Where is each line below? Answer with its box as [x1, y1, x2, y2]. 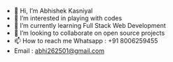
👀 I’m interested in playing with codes [13, 14, 123, 22]
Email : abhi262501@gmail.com [13, 47, 105, 55]
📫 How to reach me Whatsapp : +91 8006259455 [13, 37, 158, 45]
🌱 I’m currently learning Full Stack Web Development [13, 22, 166, 29]
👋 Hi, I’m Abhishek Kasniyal [13, 7, 93, 15]
